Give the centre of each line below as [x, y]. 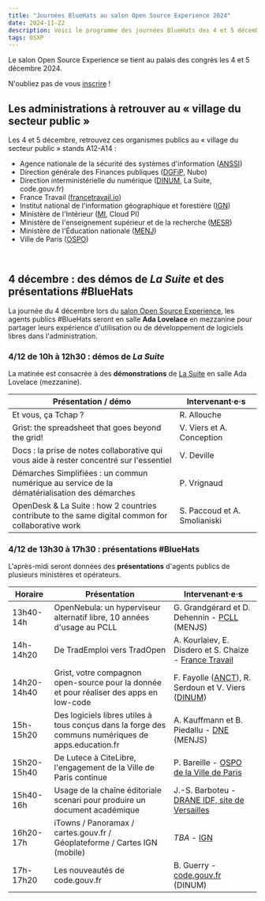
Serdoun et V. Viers [209, 688]
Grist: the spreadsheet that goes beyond [87, 428]
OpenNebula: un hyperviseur [107, 608]
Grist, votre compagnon [98, 673]
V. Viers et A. [203, 428]
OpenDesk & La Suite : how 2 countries [84, 506]
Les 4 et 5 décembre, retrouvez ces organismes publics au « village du [123, 140]
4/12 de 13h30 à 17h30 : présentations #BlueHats [104, 549]
